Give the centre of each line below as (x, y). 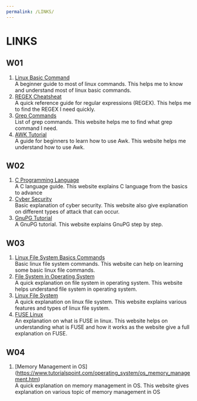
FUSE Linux (29, 315)
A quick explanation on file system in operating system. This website (99, 283)
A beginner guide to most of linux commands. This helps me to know (99, 83)
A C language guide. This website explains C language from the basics (101, 186)
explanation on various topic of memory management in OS (88, 392)
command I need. (36, 128)
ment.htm (26, 380)
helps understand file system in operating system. (76, 289)
